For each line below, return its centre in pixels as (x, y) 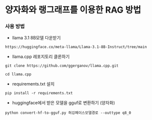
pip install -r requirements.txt (39, 93)
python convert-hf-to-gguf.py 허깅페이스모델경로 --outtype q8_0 (68, 113)
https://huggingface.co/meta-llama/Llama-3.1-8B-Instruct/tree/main (76, 47)
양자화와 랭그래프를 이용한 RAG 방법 (73, 10)
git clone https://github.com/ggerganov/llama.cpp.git (62, 66)
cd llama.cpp (18, 74)
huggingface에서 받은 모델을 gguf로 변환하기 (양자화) (64, 103)
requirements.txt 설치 (33, 84)
